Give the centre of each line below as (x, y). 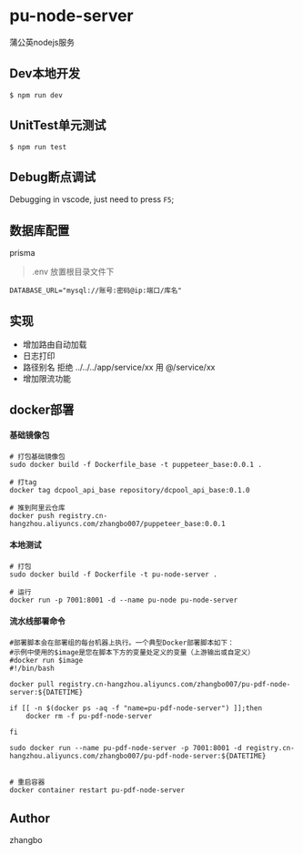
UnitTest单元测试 (58, 125)
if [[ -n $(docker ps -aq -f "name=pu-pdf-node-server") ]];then (136, 708)
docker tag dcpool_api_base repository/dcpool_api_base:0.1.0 (130, 490)
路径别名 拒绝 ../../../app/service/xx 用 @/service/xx (119, 367)
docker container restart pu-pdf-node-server (97, 790)
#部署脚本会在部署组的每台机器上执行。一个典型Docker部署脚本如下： (122, 643)
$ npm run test (38, 147)
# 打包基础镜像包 (37, 456)
